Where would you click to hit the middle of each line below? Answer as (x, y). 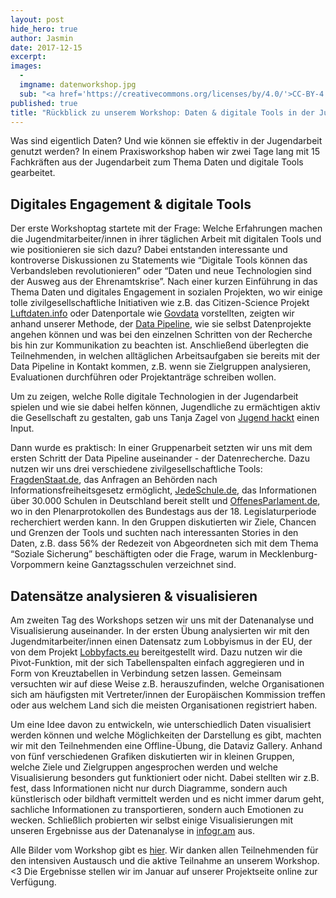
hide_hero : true (44, 29)
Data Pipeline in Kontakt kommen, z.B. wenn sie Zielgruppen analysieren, (160, 367)
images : (26, 66)
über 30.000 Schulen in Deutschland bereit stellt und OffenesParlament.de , (165, 501)
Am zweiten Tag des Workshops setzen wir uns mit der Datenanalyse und (162, 620)
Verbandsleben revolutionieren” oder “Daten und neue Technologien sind (161, 271)
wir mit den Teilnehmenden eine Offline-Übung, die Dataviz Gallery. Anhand (166, 745)
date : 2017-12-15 (46, 47)
